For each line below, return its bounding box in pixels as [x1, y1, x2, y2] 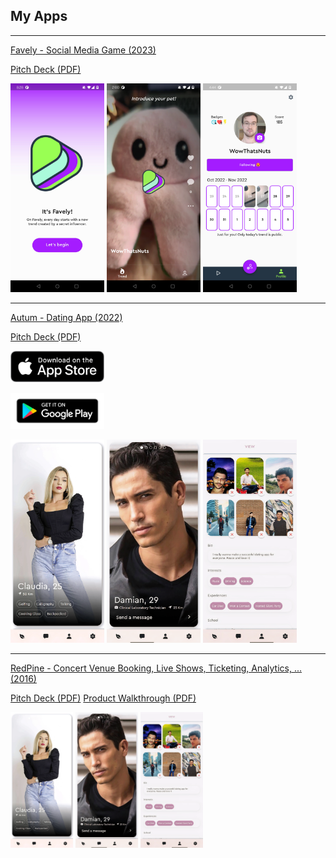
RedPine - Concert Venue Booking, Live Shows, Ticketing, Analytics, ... [10, 662, 303, 674]
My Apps [10, 8, 68, 25]
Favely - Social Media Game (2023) [10, 44, 157, 56]
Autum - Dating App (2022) [10, 311, 123, 323]
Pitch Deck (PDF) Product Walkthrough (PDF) [10, 692, 197, 704]
